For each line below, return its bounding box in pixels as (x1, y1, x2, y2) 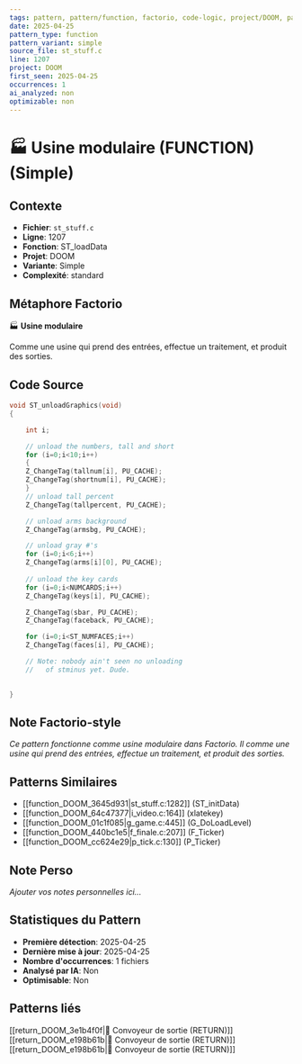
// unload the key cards (25, 574, 119, 583)
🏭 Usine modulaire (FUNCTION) (9, 137, 254, 158)
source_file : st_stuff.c (9, 47, 102, 56)
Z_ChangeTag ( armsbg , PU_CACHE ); (25, 525, 147, 534)
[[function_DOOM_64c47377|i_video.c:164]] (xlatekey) (22, 807, 224, 819)
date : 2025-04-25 (9, 22, 75, 31)
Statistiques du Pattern (9, 913, 141, 928)
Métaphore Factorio (9, 296, 123, 311)
